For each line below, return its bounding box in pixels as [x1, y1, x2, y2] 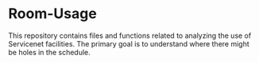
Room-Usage [8, 5, 97, 23]
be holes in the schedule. [8, 47, 91, 57]
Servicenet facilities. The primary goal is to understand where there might [8, 39, 250, 48]
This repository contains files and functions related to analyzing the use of [8, 31, 252, 40]
